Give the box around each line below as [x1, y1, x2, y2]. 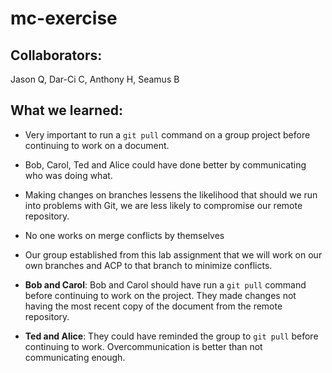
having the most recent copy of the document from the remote [24, 300, 283, 312]
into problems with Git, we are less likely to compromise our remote [24, 199, 303, 211]
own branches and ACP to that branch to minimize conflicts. [24, 259, 273, 271]
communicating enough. [24, 351, 126, 363]
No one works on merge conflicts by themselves [24, 229, 225, 241]
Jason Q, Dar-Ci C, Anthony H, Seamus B [10, 73, 180, 85]
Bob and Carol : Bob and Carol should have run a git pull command [24, 278, 307, 291]
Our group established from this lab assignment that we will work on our [24, 248, 323, 261]
